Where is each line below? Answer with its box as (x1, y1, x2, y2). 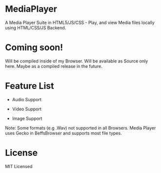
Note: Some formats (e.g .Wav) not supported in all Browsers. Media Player (5, 125, 156, 130)
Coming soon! (5, 42, 63, 53)
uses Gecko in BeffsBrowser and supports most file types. (5, 130, 122, 136)
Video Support (12, 106, 41, 112)
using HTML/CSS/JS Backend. (5, 24, 66, 30)
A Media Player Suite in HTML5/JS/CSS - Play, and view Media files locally (5, 20, 155, 25)
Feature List (5, 81, 54, 91)
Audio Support (12, 96, 41, 102)
